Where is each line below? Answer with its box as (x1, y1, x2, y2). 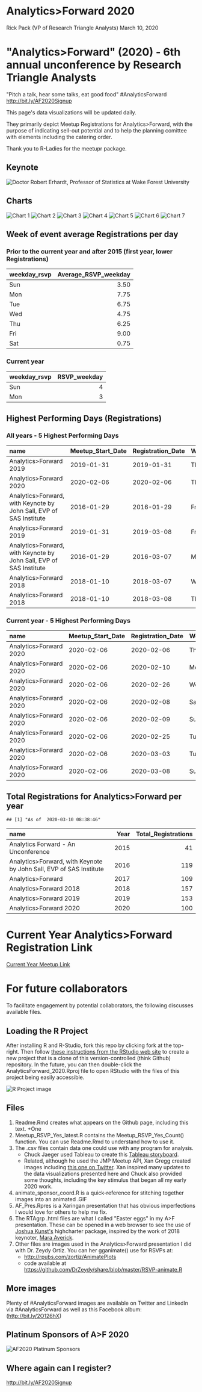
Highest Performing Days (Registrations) (6, 413, 162, 423)
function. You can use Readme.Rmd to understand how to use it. (14, 1138, 175, 1145)
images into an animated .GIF (14, 1195, 87, 1202)
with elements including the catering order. (6, 133, 112, 140)
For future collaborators (6, 982, 128, 996)
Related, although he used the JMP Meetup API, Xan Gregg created (23, 1157, 191, 1164)
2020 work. (23, 1182, 53, 1190)
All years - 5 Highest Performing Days (6, 431, 119, 440)
